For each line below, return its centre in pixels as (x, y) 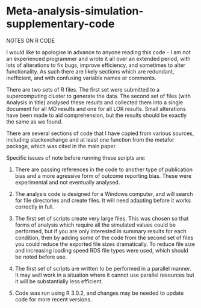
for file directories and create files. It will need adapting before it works (103, 200)
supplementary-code (60, 24)
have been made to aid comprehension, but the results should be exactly (97, 115)
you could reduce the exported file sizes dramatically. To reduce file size (105, 244)
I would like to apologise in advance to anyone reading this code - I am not (98, 52)
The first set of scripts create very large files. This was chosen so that (102, 218)
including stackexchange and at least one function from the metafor (90, 139)
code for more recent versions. (53, 299)
